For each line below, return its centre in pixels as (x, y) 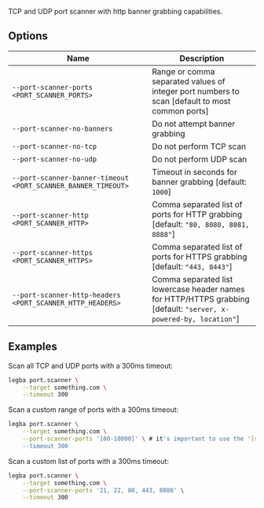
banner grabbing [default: (200, 182)
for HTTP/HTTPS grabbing (201, 298)
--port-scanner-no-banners (62, 128)
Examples (33, 347)
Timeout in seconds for (194, 172)
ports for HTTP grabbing (197, 214)
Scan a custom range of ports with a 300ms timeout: (93, 410)
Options (28, 36)
